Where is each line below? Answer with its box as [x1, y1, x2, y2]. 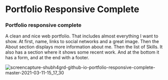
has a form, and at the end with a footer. [5, 55, 90, 61]
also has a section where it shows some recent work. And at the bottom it [5, 49, 159, 55]
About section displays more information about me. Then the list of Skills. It [5, 44, 163, 50]
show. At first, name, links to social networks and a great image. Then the [5, 38, 159, 45]
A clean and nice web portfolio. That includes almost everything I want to [5, 33, 159, 39]
